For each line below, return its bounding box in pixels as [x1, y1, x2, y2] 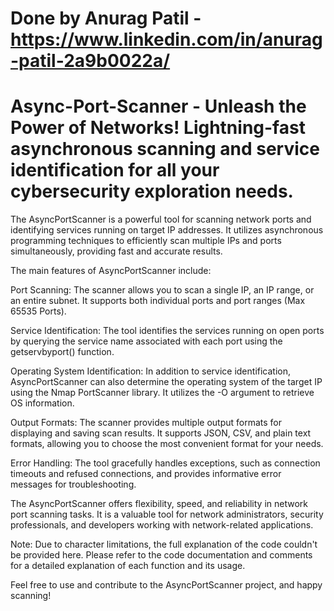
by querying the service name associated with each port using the [10, 335, 283, 347]
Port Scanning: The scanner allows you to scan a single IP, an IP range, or [10, 284, 315, 296]
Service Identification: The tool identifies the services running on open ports [10, 325, 325, 337]
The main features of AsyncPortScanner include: [10, 265, 212, 277]
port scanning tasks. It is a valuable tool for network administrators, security [10, 508, 324, 521]
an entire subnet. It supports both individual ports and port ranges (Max [10, 295, 306, 307]
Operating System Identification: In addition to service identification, [10, 365, 292, 377]
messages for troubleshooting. [10, 478, 137, 491]
